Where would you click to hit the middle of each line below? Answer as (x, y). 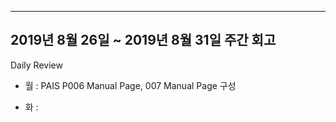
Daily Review (36, 65)
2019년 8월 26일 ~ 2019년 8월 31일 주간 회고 (143, 40)
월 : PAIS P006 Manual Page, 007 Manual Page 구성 (130, 85)
